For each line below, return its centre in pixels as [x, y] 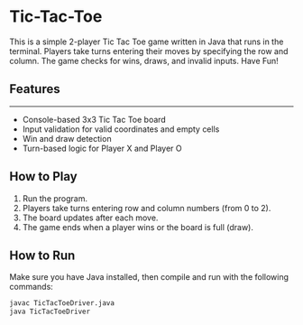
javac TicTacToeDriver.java [62, 303]
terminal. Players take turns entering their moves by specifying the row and [149, 51]
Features [35, 89]
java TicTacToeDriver [50, 312]
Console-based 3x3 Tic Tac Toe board [94, 119]
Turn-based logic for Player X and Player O [102, 148]
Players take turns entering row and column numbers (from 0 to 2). [147, 208]
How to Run [42, 255]
